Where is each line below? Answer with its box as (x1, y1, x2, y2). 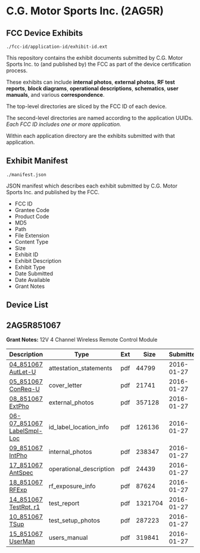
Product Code (14, 213, 49, 220)
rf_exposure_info (48, 482, 96, 490)
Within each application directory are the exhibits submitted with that (6, 133, 176, 139)
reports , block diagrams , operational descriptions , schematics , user (6, 85, 179, 92)
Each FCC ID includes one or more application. (6, 121, 121, 128)
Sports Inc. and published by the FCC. (6, 188, 100, 195)
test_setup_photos (48, 517, 100, 525)
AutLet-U (9, 368, 36, 376)
